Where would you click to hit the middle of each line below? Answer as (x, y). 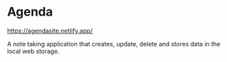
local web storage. (33, 51)
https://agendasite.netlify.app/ (50, 31)
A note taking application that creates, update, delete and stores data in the (114, 44)
